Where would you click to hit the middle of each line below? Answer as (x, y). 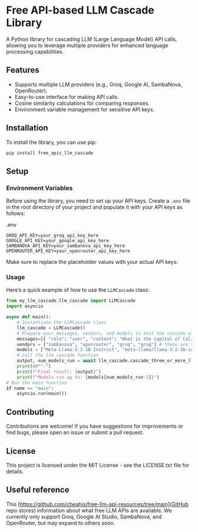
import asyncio (25, 306)
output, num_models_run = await (56, 361)
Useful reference (38, 490)
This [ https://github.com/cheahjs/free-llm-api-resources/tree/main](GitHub (97, 504)
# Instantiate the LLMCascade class (62, 323)
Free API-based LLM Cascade (80, 10)
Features (23, 70)
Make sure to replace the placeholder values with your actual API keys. (92, 262)
